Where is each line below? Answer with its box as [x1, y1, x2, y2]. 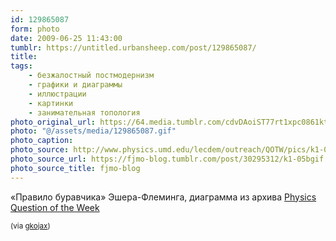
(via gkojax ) [10, 221, 51, 231]
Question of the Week [10, 201, 100, 213]
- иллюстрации [28, 89, 87, 99]
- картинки [28, 98, 74, 108]
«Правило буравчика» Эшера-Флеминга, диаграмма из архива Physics [10, 191, 317, 203]
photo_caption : [10, 136, 74, 146]
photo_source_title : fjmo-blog [10, 163, 141, 173]
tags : [10, 61, 33, 71]
